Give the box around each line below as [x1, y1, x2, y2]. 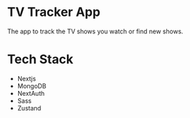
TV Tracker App [7, 4, 101, 20]
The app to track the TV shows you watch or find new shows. [7, 27, 184, 35]
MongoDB [17, 81, 47, 90]
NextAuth [17, 89, 45, 97]
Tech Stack [7, 51, 74, 67]
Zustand [17, 103, 42, 112]
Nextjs [17, 74, 36, 83]
